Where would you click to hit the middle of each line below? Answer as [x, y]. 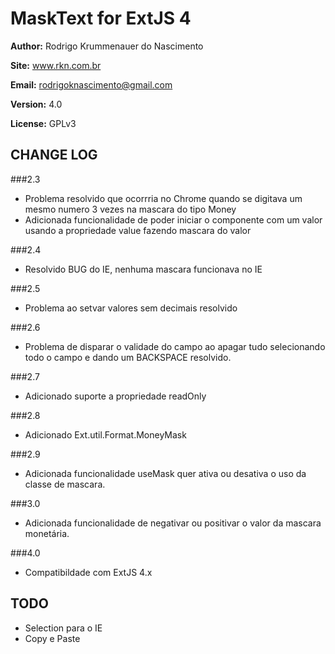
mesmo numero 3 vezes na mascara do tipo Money [130, 209]
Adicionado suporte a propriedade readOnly [115, 396]
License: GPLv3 [43, 123]
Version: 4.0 [36, 104]
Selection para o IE [63, 628]
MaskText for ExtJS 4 [101, 18]
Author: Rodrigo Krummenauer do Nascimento [107, 46]
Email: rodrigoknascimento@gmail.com [91, 84]
